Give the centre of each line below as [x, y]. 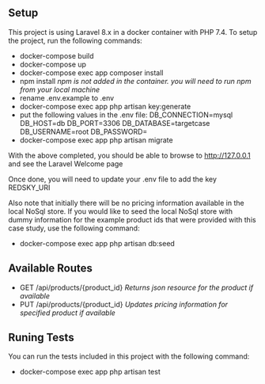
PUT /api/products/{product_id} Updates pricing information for [123, 304]
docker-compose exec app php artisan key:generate [105, 106]
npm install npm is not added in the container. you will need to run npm [135, 81]
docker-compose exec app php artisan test [90, 372]
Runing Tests [41, 338]
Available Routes [51, 268]
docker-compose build [57, 55]
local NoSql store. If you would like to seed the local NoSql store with [121, 211]
